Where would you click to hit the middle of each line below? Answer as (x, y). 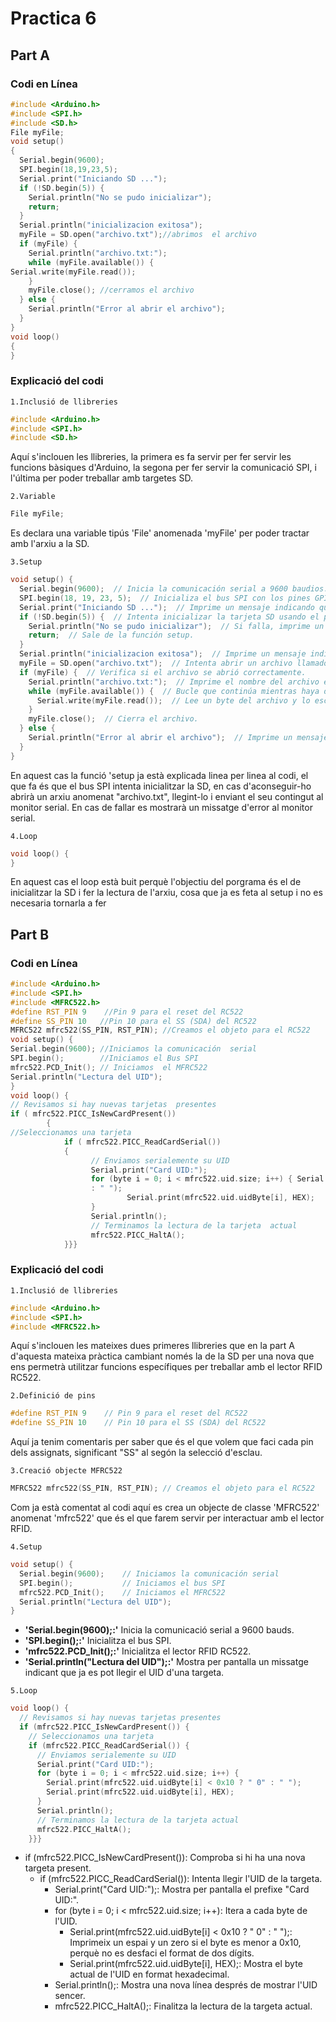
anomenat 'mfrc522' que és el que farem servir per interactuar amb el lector (167, 1518)
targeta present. (58, 1868)
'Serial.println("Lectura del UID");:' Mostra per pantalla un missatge (166, 1662)
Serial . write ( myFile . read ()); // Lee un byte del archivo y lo (173, 700)
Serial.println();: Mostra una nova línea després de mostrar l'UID (186, 1985)
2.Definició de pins (53, 1396)
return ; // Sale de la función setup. (111, 635)
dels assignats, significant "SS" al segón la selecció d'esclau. (136, 1453)
